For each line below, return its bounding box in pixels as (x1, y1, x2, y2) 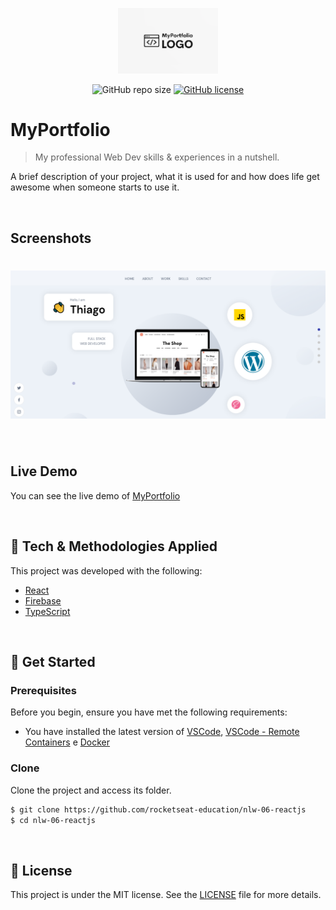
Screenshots (10, 229, 92, 247)
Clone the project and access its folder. (10, 784, 172, 796)
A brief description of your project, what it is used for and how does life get (10, 171, 320, 183)
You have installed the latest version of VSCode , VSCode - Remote (24, 726, 300, 738)
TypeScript (24, 605, 71, 617)
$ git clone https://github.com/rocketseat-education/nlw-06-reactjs (10, 804, 307, 815)
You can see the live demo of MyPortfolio (10, 489, 181, 502)
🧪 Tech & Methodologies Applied (10, 538, 218, 555)
